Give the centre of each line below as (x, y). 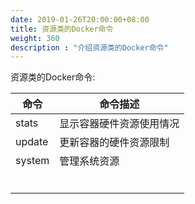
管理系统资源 (89, 161)
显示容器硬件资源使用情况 (119, 124)
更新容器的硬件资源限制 (114, 143)
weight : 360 (35, 38)
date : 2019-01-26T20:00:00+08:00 (80, 19)
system (32, 161)
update (32, 142)
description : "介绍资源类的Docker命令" (89, 47)
